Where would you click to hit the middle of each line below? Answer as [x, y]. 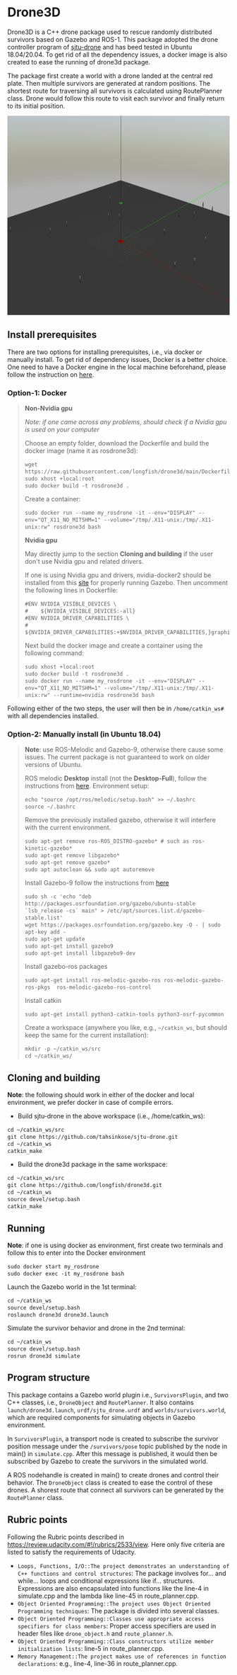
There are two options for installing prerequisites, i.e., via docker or [105, 352]
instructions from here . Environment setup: [87, 786]
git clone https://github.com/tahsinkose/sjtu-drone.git [93, 1137]
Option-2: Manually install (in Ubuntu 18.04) [84, 734]
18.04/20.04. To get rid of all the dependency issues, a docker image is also [117, 55]
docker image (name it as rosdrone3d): [81, 451]
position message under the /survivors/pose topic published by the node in [117, 1446]
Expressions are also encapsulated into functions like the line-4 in [113, 1588]
